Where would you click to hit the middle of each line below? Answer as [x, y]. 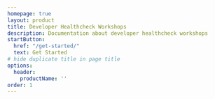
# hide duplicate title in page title [64, 59]
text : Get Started [41, 53]
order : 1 [20, 85]
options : [20, 66]
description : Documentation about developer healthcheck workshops [108, 33]
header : [25, 72]
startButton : [26, 40]
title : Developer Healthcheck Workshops [67, 26]
